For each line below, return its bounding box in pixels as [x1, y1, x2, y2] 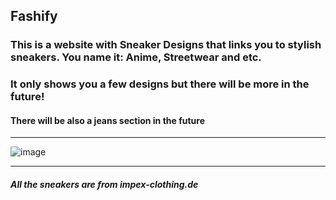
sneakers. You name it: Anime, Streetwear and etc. [10, 50, 262, 64]
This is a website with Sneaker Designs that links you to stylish [10, 38, 322, 52]
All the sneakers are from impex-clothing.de [10, 179, 199, 191]
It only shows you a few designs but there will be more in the [10, 77, 310, 91]
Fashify [10, 8, 58, 25]
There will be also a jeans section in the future [10, 114, 206, 126]
